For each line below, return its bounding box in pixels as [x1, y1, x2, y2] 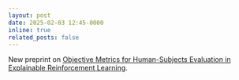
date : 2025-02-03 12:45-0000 [8, 19, 104, 27]
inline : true [8, 26, 51, 34]
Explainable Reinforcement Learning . [8, 64, 128, 73]
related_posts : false [8, 33, 80, 42]
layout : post [8, 11, 51, 20]
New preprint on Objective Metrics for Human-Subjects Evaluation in [8, 55, 231, 64]
